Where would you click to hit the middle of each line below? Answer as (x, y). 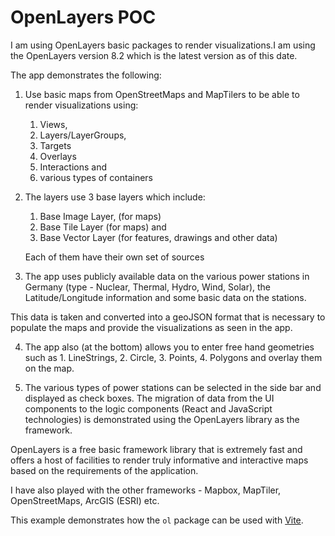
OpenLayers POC (83, 17)
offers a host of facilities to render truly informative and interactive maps (159, 460)
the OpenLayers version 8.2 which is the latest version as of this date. (154, 55)
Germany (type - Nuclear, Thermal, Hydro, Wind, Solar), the (148, 287)
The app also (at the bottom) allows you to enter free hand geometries (169, 347)
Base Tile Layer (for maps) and (103, 227)
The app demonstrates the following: (86, 75)
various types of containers (96, 177)
